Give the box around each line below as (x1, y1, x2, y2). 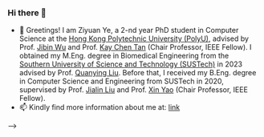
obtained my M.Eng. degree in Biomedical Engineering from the (18, 51, 229, 61)
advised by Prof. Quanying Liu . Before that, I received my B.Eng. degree (18, 68, 257, 78)
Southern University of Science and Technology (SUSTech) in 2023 (18, 59, 243, 69)
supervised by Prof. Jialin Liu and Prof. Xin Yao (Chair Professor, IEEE (18, 85, 248, 95)
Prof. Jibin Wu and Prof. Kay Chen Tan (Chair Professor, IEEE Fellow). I (18, 42, 252, 52)
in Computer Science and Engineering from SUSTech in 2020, (18, 76, 224, 87)
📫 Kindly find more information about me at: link (18, 103, 181, 112)
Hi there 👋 (7, 7, 47, 18)
